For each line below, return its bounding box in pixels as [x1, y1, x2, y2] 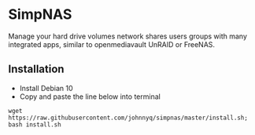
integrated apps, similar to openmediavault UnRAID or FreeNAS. [8, 39, 215, 49]
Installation [8, 63, 65, 76]
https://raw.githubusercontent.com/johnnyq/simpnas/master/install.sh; [8, 114, 248, 122]
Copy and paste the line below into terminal [19, 92, 161, 101]
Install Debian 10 [19, 83, 73, 93]
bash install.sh [8, 120, 61, 129]
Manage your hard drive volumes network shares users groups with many [8, 31, 248, 41]
